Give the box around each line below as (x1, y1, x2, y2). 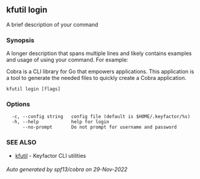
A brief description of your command (6, 21, 98, 28)
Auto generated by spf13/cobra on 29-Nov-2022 (6, 166, 128, 173)
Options (6, 100, 30, 108)
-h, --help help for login (11, 119, 110, 125)
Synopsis (6, 36, 34, 44)
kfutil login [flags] (6, 86, 61, 93)
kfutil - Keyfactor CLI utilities (15, 152, 86, 159)
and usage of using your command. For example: (6, 56, 129, 63)
